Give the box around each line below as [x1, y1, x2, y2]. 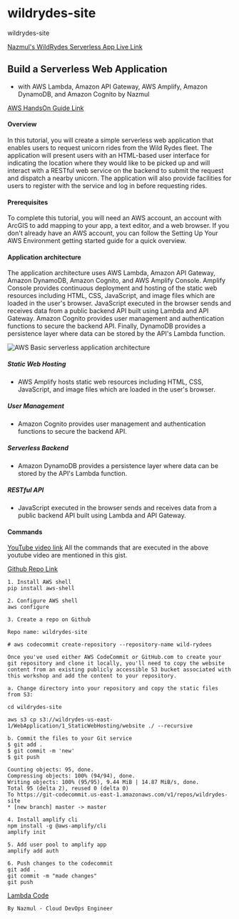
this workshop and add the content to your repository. [7, 672, 177, 680]
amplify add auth [7, 848, 59, 855]
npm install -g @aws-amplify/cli [7, 823, 107, 830]
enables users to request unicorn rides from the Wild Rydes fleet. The [7, 143, 213, 151]
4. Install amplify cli [7, 816, 78, 823]
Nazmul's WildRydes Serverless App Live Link [7, 42, 143, 51]
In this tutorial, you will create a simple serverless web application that [7, 136, 214, 144]
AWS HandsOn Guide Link [7, 104, 84, 112]
